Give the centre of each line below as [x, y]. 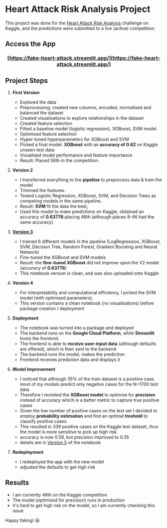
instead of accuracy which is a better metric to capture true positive [89, 400]
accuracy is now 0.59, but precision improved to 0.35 [75, 437]
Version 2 [23, 170]
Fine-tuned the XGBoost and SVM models [63, 257]
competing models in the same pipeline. [61, 201]
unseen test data [37, 150]
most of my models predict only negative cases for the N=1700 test [89, 384]
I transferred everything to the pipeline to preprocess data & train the [91, 180]
